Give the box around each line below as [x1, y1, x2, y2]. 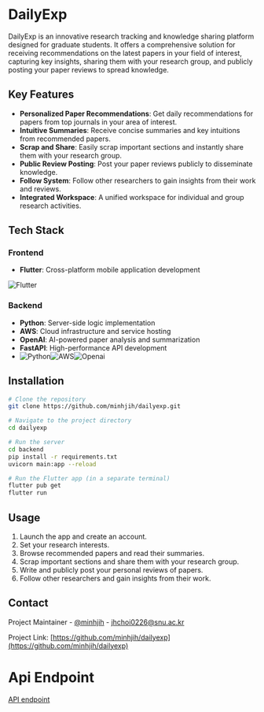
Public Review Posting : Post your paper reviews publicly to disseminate [19, 159, 253, 169]
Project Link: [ [8, 632, 53, 642]
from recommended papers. [19, 134, 112, 143]
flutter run [8, 489, 47, 497]
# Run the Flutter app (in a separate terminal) [8, 474, 170, 482]
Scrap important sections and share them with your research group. [19, 557, 240, 566]
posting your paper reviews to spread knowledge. [8, 65, 169, 74]
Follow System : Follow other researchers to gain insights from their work [19, 176, 256, 185]
